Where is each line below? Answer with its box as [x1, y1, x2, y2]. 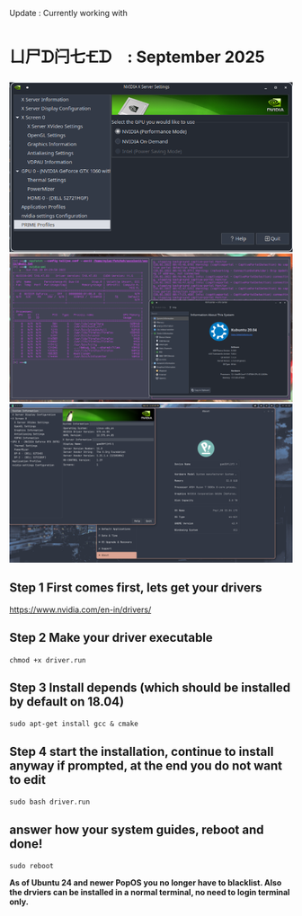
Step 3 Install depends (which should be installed [9, 680, 291, 695]
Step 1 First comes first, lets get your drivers [9, 580, 262, 596]
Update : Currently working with [9, 8, 128, 18]
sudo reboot [9, 861, 54, 870]
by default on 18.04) [9, 694, 124, 709]
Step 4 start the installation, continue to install [9, 743, 274, 759]
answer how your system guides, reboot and [9, 822, 264, 837]
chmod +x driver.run [9, 655, 87, 664]
